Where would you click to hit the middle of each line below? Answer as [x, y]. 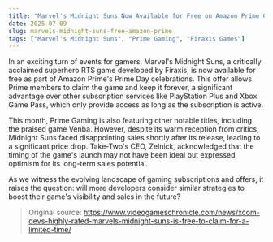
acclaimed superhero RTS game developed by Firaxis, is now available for [132, 71]
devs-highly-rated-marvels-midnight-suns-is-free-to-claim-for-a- [139, 221]
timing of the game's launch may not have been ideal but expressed [122, 155]
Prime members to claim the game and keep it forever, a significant [121, 88]
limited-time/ [50, 230]
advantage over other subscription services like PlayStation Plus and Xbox [133, 96]
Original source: [55, 213]
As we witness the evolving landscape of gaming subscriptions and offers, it [136, 179]
